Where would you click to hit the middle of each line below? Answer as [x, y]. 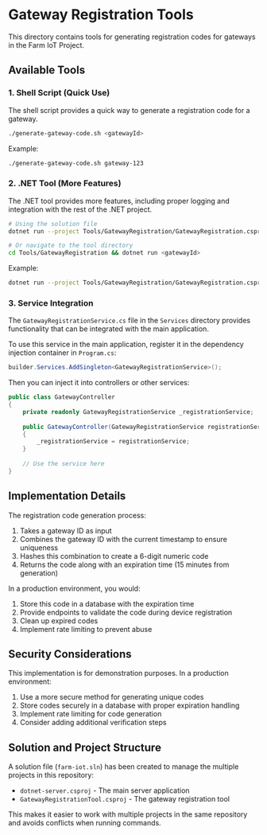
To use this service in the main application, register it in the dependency [126, 345]
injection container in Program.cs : [62, 353]
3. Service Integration [51, 302]
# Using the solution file [53, 224]
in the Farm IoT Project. [46, 45]
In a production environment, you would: [74, 588]
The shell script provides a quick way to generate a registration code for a [129, 110]
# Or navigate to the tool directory [71, 246]
